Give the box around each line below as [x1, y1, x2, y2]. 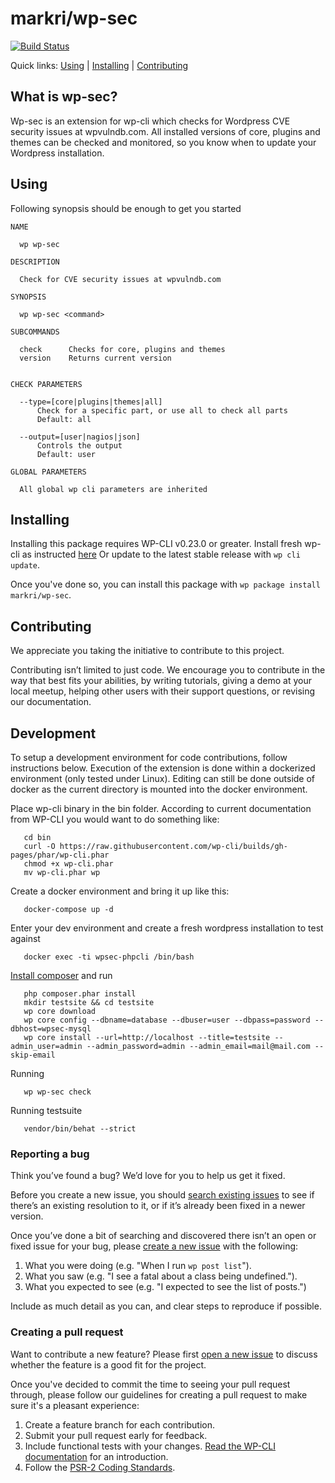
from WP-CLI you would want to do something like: [10, 813, 220, 825]
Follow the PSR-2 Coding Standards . [24, 1461, 176, 1473]
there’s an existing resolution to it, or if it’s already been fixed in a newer [10, 1200, 306, 1212]
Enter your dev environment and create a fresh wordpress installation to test [10, 922, 324, 934]
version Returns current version [19, 353, 172, 363]
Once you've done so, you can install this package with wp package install [10, 578, 321, 591]
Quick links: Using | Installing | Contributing [10, 59, 189, 71]
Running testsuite [10, 1105, 83, 1116]
